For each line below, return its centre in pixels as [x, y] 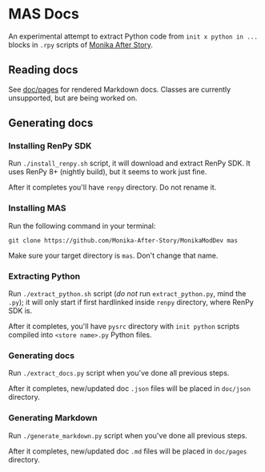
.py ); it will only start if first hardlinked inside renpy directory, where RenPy [131, 303]
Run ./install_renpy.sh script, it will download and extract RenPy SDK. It [129, 163]
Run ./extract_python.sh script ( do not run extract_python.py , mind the [127, 294]
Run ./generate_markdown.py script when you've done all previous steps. [128, 435]
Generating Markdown [53, 418]
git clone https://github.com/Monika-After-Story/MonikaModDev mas [123, 240]
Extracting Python [44, 276]
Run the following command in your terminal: [82, 226]
